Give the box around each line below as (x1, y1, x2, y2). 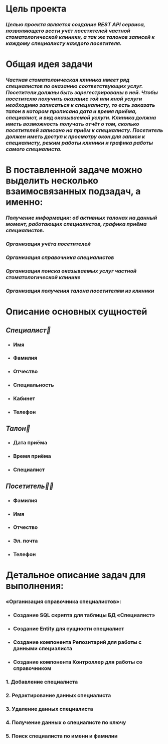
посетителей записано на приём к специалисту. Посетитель (6, 127, 163, 134)
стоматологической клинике (6, 274, 81, 281)
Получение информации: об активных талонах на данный (6, 215, 157, 222)
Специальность (13, 381, 54, 388)
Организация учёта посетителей (6, 240, 91, 247)
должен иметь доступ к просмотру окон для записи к (6, 133, 145, 140)
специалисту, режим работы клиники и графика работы (6, 140, 153, 147)
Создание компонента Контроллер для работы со (13, 658, 142, 665)
